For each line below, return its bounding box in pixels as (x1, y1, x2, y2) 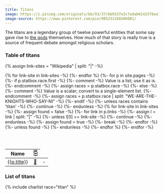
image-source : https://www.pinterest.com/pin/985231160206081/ (5, 16, 137, 21)
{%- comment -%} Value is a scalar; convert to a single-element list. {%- (5, 88, 152, 94)
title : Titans (5, 7, 34, 12)
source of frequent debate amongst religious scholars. (5, 40, 115, 46)
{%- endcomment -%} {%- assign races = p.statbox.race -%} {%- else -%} (5, 83, 157, 88)
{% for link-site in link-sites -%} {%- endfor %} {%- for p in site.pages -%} (5, 72, 155, 78)
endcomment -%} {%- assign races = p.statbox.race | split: (5, 93, 124, 99)
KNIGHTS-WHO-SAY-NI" (5, 98, 55, 104)
